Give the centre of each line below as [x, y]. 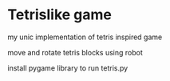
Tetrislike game [60, 15]
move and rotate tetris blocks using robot [75, 52]
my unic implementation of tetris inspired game [85, 37]
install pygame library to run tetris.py [68, 68]
